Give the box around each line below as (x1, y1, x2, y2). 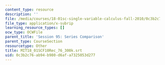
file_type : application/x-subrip (5, 21, 74, 26)
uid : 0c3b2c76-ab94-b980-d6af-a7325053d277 (5, 52, 96, 58)
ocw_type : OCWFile (5, 30, 43, 35)
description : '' (5, 12, 38, 17)
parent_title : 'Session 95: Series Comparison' (5, 35, 105, 40)
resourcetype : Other (5, 43, 48, 48)
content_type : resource (5, 7, 54, 12)
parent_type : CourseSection (5, 39, 63, 44)
